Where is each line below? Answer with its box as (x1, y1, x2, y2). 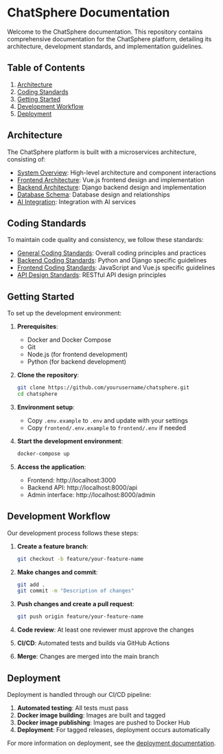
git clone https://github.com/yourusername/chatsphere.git (16, 384, 190, 391)
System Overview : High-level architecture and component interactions (16, 168, 216, 177)
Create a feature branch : (16, 542, 89, 551)
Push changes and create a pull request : (16, 600, 134, 608)
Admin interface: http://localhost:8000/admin (27, 490, 156, 499)
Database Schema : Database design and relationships (16, 190, 170, 199)
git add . (16, 581, 46, 588)
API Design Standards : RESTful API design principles (16, 271, 167, 279)
